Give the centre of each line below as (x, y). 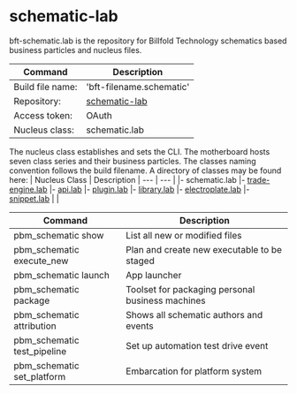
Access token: (43, 115)
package (32, 300)
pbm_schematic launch (62, 275)
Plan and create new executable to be (204, 249)
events (140, 326)
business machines (166, 300)
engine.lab (28, 189)
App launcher (154, 275)
